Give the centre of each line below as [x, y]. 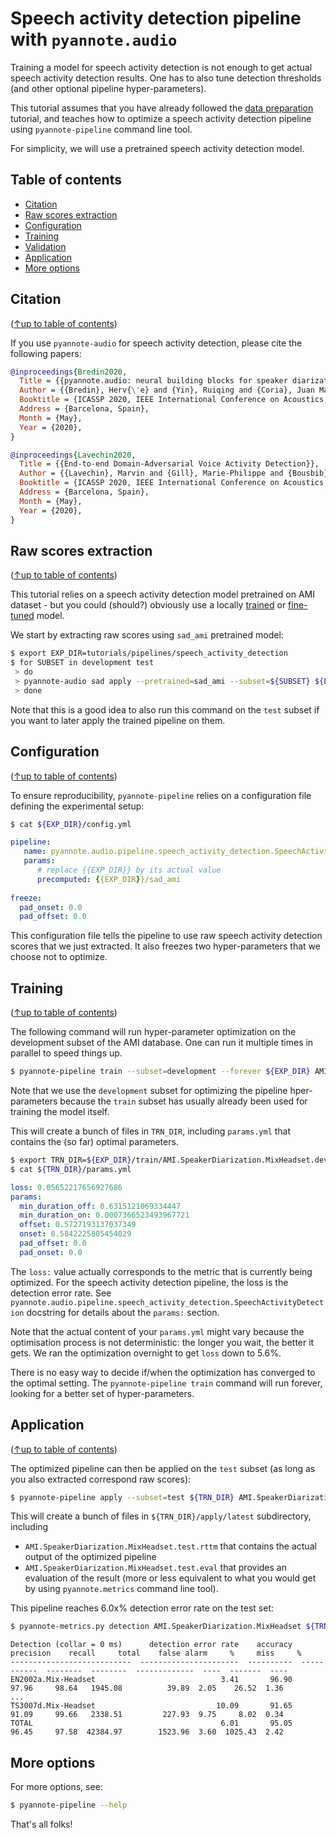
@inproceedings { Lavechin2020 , [73, 455]
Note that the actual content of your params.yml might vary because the [157, 1331]
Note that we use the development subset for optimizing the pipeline [149, 1090]
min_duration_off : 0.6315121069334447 [100, 1206]
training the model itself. [60, 1111]
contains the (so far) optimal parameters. [94, 1141]
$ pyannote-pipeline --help [69, 1805]
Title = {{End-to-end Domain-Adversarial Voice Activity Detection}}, [169, 464]
